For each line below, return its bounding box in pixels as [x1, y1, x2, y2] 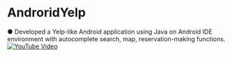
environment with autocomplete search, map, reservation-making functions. [7, 34, 226, 43]
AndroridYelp [7, 5, 86, 21]
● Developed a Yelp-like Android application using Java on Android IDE [7, 27, 212, 36]
